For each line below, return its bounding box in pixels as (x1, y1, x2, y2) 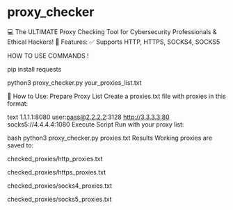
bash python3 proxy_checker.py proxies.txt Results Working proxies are (7, 134, 213, 142)
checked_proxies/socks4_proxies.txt (7, 181, 113, 190)
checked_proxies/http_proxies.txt (7, 154, 103, 163)
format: (7, 99, 29, 108)
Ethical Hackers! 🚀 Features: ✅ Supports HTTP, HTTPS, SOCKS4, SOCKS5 (7, 38, 220, 46)
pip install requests (7, 65, 62, 73)
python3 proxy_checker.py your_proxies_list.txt (7, 78, 142, 87)
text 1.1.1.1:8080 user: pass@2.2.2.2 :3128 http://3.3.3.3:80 (7, 113, 170, 121)
